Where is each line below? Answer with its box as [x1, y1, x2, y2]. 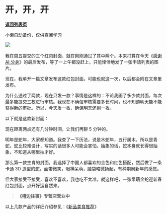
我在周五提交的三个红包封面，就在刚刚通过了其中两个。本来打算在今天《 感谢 [5, 53, 162, 59]
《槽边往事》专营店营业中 [17, 193, 70, 199]
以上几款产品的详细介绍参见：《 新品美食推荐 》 [5, 204, 99, 210]
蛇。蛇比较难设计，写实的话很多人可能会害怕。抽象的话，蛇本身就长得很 [5, 143, 153, 148]
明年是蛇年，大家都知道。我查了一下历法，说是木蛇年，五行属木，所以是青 [5, 137, 158, 143]
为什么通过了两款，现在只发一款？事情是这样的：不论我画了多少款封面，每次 [5, 92, 162, 98]
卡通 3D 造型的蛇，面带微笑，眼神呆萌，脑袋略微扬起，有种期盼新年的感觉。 [5, 165, 162, 171]
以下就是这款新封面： [5, 115, 49, 121]
